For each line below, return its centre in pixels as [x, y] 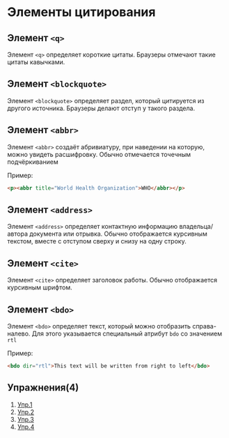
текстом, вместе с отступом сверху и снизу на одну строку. [97, 241]
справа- [205, 326]
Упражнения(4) [43, 388]
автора [18, 234]
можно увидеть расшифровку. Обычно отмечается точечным [99, 154]
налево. [19, 333]
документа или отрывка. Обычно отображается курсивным [118, 234]
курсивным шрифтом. [40, 287]
